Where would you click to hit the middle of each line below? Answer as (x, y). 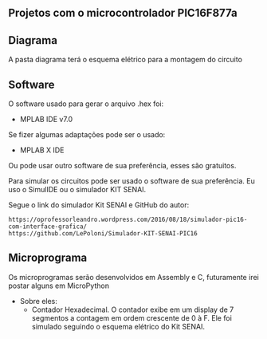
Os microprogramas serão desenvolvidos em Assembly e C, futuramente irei (133, 277)
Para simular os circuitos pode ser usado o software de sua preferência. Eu (132, 181)
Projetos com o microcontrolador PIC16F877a (123, 13)
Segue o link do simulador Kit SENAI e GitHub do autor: (99, 205)
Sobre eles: (39, 301)
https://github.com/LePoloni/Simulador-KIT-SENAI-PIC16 (103, 234)
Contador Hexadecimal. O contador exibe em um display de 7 (133, 309)
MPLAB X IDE (42, 150)
